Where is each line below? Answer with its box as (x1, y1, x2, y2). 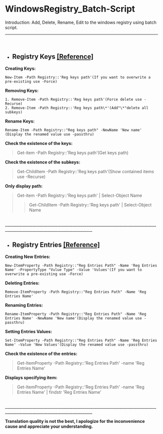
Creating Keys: (5, 65, 36, 71)
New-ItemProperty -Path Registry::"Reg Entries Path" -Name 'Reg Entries (5, 263, 158, 268)
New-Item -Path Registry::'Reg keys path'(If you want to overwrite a (5, 75, 151, 80)
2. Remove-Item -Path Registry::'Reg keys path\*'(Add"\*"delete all (5, 105, 149, 110)
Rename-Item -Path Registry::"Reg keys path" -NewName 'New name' (5, 128, 142, 132)
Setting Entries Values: (5, 328, 52, 334)
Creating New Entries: (5, 254, 50, 259)
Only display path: (5, 183, 43, 189)
